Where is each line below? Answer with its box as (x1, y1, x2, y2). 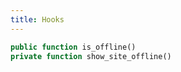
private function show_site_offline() (10, 51, 172, 61)
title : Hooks (10, 14, 65, 25)
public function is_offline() (10, 42, 137, 52)
